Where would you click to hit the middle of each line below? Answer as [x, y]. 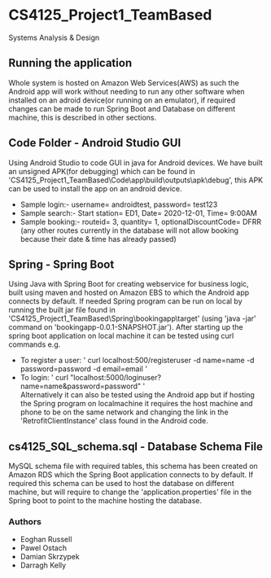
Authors [25, 522]
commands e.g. [35, 344]
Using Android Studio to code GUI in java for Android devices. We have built [135, 162]
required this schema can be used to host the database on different [121, 484]
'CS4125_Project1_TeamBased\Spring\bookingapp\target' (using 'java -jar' [132, 318]
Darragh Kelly [43, 565]
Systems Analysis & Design [54, 37]
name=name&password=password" [81, 386]
